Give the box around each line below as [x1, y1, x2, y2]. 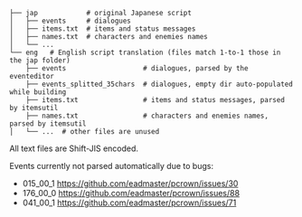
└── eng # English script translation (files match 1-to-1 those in [9, 48, 281, 57]
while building [9, 88, 67, 97]
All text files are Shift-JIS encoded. [9, 143, 138, 154]
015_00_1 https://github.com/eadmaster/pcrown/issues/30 [22, 178, 239, 189]
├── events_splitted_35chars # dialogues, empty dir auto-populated [25, 80, 294, 89]
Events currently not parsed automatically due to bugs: [9, 161, 214, 171]
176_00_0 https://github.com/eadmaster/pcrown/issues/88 [22, 188, 241, 198]
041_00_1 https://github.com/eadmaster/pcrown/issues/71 [22, 197, 237, 208]
